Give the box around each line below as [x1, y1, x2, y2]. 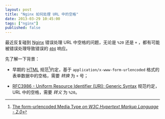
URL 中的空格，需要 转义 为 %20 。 [12, 89, 80, 95]
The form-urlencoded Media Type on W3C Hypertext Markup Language [12, 103, 159, 109]
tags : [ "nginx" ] [5, 21, 38, 26]
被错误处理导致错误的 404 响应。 [5, 46, 70, 51]
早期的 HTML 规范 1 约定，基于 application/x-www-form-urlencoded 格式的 [12, 66, 160, 72]
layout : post [5, 7, 32, 12]
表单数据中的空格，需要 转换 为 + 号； [12, 72, 88, 78]
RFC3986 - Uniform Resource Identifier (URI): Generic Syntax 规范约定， [12, 83, 160, 89]
